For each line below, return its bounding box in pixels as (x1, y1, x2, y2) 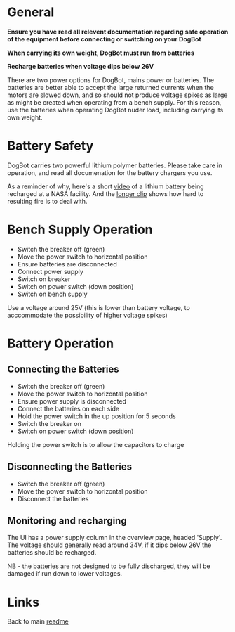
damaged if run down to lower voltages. (7, 569, 123, 578)
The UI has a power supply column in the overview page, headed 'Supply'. (7, 534, 222, 542)
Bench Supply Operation (7, 222, 153, 238)
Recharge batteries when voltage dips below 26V (7, 62, 154, 70)
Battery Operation (7, 335, 114, 352)
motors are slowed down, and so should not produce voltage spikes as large (7, 91, 228, 99)
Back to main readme (7, 617, 69, 626)
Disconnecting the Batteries (7, 461, 133, 473)
